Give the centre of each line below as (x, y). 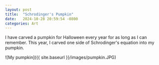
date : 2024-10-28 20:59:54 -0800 (42, 19)
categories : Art (22, 23)
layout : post (18, 10)
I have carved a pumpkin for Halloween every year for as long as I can (76, 37)
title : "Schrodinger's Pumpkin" (39, 14)
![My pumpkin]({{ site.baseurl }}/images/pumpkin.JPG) (61, 58)
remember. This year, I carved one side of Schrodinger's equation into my (80, 43)
